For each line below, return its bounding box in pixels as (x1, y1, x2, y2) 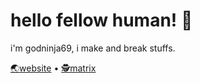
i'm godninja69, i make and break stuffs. (10, 42, 176, 54)
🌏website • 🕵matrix (10, 62, 97, 74)
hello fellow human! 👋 (10, 9, 193, 32)
